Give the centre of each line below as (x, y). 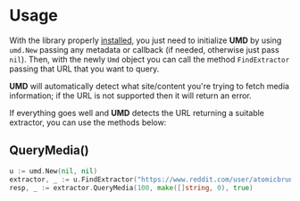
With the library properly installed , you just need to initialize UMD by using (146, 40)
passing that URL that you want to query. (84, 69)
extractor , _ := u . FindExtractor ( (74, 180)
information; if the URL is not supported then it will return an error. (130, 96)
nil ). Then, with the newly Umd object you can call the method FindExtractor (150, 59)
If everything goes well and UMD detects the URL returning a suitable (137, 113)
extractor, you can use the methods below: (88, 122)
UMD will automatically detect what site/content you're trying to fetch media (150, 86)
